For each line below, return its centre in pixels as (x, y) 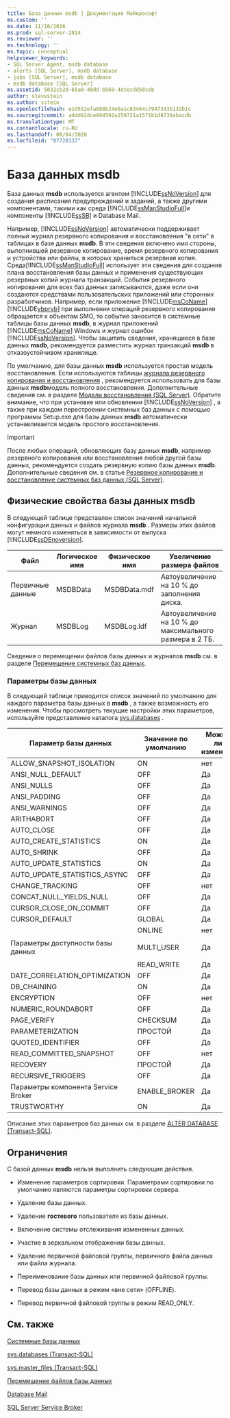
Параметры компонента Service (64, 1087)
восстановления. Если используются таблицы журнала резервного (106, 373)
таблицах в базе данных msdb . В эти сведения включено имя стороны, (112, 243)
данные (23, 593)
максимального (187, 630)
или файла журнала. (47, 1263)
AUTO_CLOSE (33, 830)
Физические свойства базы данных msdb (101, 501)
